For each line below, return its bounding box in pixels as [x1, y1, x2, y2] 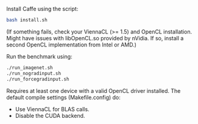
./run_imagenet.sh [6, 64, 53, 71]
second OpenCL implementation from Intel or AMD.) [6, 41, 137, 48]
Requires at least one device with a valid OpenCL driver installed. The [6, 87, 181, 94]
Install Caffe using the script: [6, 5, 79, 12]
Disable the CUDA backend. [15, 112, 85, 119]
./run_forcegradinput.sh [6, 76, 69, 82]
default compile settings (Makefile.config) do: [6, 93, 121, 101]
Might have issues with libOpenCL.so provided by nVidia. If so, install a [6, 34, 184, 42]
